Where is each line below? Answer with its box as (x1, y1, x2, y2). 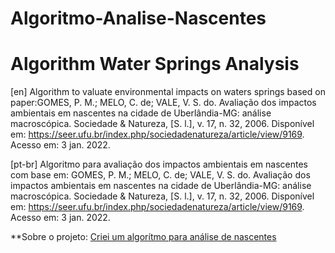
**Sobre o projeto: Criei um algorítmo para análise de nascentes (10, 231, 277, 243)
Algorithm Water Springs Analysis (10, 53, 300, 76)
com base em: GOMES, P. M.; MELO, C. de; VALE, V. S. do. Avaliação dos (10, 169, 311, 181)
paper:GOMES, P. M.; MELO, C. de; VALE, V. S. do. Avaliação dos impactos (10, 97, 317, 109)
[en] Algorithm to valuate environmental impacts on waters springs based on (10, 86, 326, 98)
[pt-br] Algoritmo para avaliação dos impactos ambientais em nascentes (10, 158, 308, 171)
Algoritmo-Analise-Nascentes (10, 7, 267, 30)
